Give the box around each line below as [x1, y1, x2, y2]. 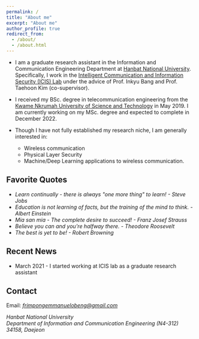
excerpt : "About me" [6, 20, 58, 26]
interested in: [14, 133, 48, 140]
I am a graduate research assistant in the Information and [14, 58, 156, 66]
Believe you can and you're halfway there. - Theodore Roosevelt [14, 223, 175, 230]
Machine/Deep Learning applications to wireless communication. [23, 157, 185, 164]
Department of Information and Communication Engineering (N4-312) [6, 320, 179, 327]
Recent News [6, 247, 57, 257]
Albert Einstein [14, 209, 52, 217]
